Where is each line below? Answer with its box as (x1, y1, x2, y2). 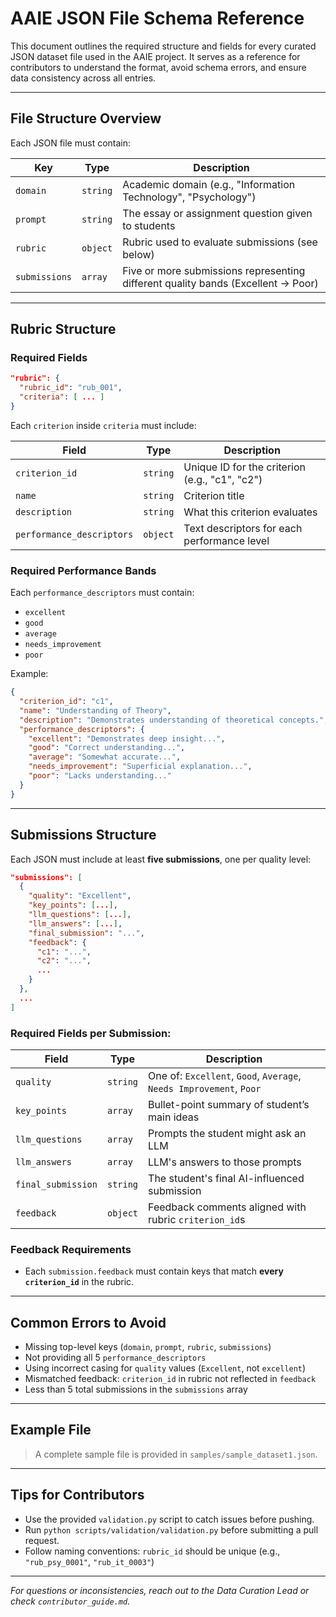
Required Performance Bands (10, 563, 157, 577)
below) (122, 247, 155, 261)
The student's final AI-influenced (148, 1171, 305, 1185)
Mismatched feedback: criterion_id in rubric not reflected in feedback (24, 1373, 317, 1385)
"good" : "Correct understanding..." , (28, 743, 186, 753)
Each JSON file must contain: (10, 137, 132, 149)
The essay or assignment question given (122, 206, 313, 220)
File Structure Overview (10, 110, 162, 127)
